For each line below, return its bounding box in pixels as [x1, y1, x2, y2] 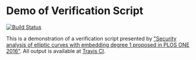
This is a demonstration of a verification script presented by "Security [6, 35, 177, 42]
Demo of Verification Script [6, 4, 144, 18]
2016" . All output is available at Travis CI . [6, 47, 106, 54]
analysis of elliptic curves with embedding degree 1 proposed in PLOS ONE [6, 41, 190, 48]
